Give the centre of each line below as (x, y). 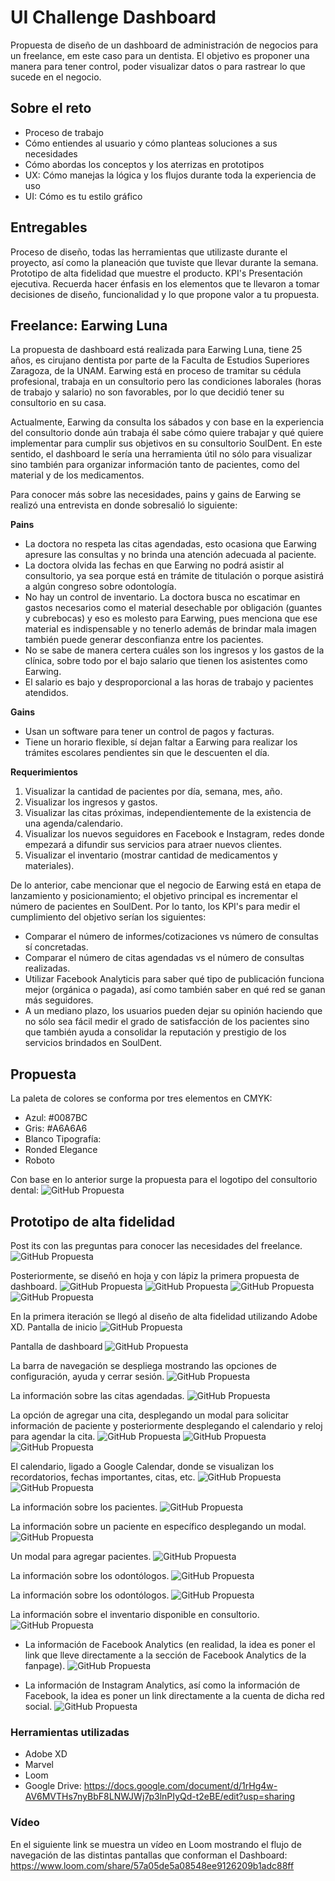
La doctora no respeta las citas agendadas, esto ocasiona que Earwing (170, 544)
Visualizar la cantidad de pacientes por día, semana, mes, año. (153, 792)
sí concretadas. (56, 947)
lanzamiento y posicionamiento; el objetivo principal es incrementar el (154, 896)
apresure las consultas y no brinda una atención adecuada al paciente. (170, 555)
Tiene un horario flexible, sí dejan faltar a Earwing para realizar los (161, 742)
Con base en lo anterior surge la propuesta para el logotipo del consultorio (164, 1180)
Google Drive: (53, 1786)
